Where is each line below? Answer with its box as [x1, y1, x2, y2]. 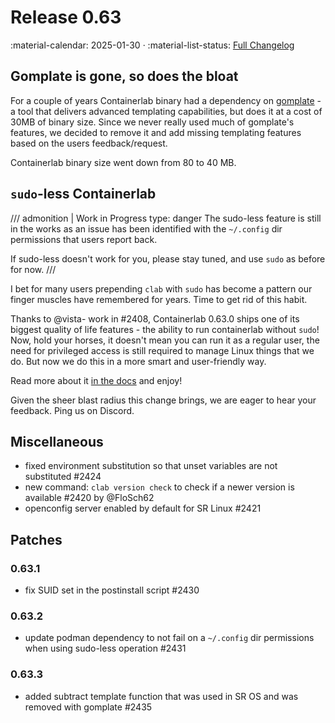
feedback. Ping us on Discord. [10, 404, 135, 416]
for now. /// [10, 263, 57, 275]
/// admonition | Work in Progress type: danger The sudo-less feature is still [10, 212, 322, 224]
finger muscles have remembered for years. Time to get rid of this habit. [10, 293, 308, 305]
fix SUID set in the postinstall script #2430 [24, 584, 200, 596]
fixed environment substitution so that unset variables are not [24, 460, 278, 472]
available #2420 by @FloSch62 [24, 492, 155, 504]
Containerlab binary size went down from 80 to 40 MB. [10, 156, 237, 168]
